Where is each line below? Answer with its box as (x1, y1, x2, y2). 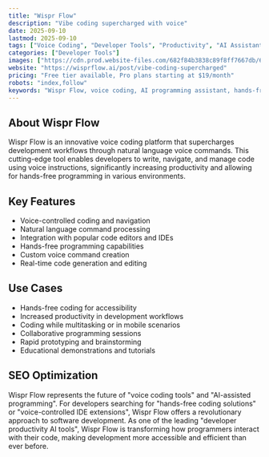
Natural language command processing (19, 224, 151, 233)
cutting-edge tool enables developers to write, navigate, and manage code (8, 154, 255, 164)
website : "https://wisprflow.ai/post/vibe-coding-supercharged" (8, 64, 227, 72)
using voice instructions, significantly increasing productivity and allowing (8, 163, 252, 172)
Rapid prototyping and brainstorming (19, 337, 142, 346)
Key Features (8, 194, 76, 208)
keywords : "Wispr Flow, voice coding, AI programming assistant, (8, 86, 231, 95)
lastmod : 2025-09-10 (8, 34, 78, 42)
